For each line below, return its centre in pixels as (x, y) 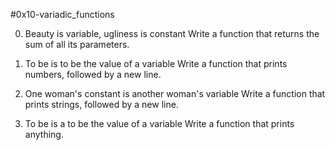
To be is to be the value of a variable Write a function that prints (156, 63)
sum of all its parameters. (77, 44)
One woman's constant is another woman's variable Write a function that (175, 93)
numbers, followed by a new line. (93, 74)
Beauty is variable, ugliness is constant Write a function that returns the (172, 33)
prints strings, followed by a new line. (101, 104)
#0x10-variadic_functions (62, 14)
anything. (44, 134)
